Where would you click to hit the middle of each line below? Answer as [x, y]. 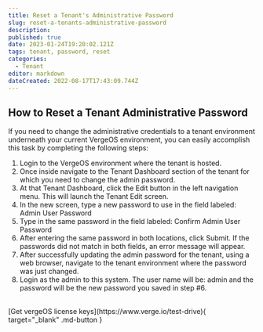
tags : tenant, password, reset [59, 52]
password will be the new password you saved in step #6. [113, 288]
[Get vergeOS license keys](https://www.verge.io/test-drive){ [107, 312]
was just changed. [49, 272]
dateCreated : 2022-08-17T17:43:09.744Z [73, 81]
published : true [35, 37]
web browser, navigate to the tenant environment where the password [133, 263]
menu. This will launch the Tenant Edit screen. [94, 197]
